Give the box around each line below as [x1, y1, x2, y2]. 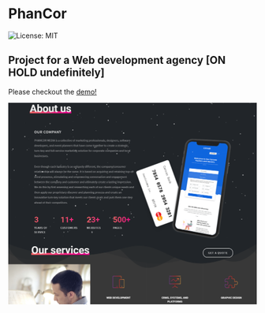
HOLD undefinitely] [8, 66, 105, 80]
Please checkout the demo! [8, 87, 97, 96]
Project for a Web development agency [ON [8, 54, 226, 67]
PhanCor [8, 5, 67, 23]
